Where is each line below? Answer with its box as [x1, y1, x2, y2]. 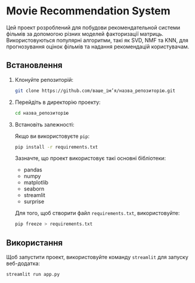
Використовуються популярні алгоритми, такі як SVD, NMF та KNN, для [6, 36, 189, 44]
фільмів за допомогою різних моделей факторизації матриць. [6, 30, 164, 37]
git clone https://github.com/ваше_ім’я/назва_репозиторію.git [14, 88, 176, 94]
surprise [23, 198, 45, 205]
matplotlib [23, 179, 49, 186]
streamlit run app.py [6, 272, 60, 278]
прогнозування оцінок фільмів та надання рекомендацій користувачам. [6, 43, 190, 50]
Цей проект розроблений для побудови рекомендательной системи [6, 24, 181, 31]
